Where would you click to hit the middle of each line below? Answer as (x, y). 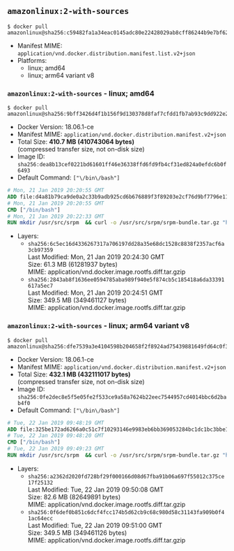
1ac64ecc (40, 518)
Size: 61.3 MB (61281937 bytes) (73, 265)
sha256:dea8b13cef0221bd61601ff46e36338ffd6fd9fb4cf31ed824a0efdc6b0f (122, 165)
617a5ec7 (40, 286)
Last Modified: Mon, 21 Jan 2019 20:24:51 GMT (95, 293)
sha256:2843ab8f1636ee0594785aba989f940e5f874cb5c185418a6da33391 (126, 280)
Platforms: (32, 60)
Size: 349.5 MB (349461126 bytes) (77, 532)
